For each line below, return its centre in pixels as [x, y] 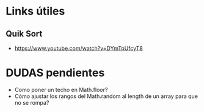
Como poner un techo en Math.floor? [61, 89]
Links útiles [35, 11]
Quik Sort [24, 34]
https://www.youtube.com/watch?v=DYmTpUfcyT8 [78, 48]
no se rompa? [32, 102]
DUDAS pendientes [55, 73]
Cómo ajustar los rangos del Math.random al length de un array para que [106, 96]
